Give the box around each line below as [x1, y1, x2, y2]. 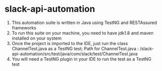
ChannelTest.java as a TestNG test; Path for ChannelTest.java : [11, 46, 139, 51]
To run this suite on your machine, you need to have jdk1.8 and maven [11, 30, 154, 36]
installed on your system [11, 35, 62, 41]
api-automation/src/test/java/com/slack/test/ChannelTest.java [11, 50, 138, 57]
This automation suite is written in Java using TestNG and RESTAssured [11, 20, 157, 25]
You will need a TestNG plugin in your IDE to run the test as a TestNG [11, 56, 152, 62]
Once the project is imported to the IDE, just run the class [11, 40, 129, 46]
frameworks [11, 24, 36, 30]
